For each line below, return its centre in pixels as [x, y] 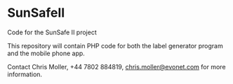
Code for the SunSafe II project [52, 32]
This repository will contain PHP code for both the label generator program [115, 45]
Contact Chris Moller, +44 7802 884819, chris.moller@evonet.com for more [116, 66]
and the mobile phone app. [46, 53]
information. [25, 74]
